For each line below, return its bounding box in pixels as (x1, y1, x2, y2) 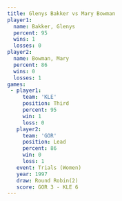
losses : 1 (13, 74, 41, 82)
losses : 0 (13, 42, 41, 49)
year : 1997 (16, 171, 48, 178)
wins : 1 (13, 36, 36, 43)
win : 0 (22, 151, 41, 159)
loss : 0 (22, 119, 45, 126)
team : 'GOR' (22, 132, 57, 139)
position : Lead (22, 139, 67, 146)
